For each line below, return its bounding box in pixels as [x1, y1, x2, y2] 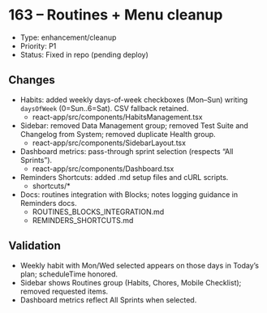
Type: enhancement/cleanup [19, 32, 117, 42]
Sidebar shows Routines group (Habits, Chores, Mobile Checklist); [19, 277, 242, 287]
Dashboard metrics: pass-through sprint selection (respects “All [19, 146, 234, 156]
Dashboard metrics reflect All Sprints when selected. [19, 294, 197, 305]
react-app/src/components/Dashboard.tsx [32, 164, 174, 174]
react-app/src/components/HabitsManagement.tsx [32, 112, 203, 122]
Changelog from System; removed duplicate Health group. [19, 129, 217, 139]
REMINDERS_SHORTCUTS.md [32, 215, 134, 225]
